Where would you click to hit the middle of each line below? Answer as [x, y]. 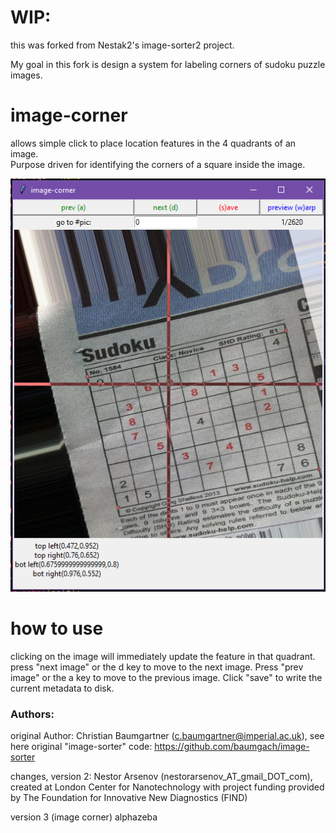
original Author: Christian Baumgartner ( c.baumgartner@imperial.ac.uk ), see [167, 735]
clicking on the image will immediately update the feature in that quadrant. [163, 656]
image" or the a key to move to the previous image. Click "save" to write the [166, 677]
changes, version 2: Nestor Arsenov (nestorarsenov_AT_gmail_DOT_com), [161, 776]
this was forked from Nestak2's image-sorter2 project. [122, 45]
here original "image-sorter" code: [81, 746]
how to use [57, 628]
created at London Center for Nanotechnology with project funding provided [167, 787]
